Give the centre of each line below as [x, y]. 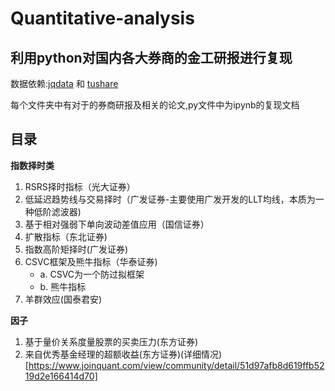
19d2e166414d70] [61, 376]
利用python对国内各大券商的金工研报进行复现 [151, 57]
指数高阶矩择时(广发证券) [76, 249]
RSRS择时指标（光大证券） [80, 186]
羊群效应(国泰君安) [63, 299]
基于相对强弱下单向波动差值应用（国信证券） [117, 224]
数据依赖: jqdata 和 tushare [64, 83]
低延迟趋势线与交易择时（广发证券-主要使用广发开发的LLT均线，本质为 [170, 199]
